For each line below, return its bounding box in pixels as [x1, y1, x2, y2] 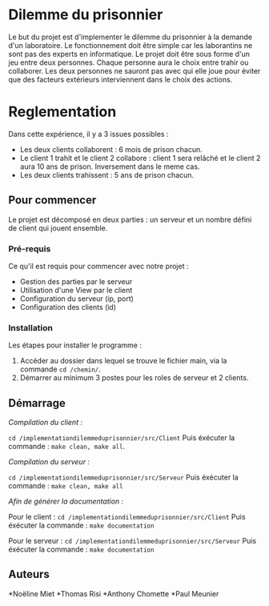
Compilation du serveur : [8, 457, 90, 467]
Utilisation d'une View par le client [19, 285, 133, 295]
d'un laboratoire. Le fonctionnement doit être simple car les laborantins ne [8, 40, 253, 50]
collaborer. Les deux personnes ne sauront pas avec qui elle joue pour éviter [8, 66, 261, 75]
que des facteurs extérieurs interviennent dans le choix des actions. [8, 74, 233, 84]
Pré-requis [8, 243, 51, 254]
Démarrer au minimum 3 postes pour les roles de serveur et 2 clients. [19, 373, 249, 383]
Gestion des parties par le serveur [19, 276, 133, 286]
